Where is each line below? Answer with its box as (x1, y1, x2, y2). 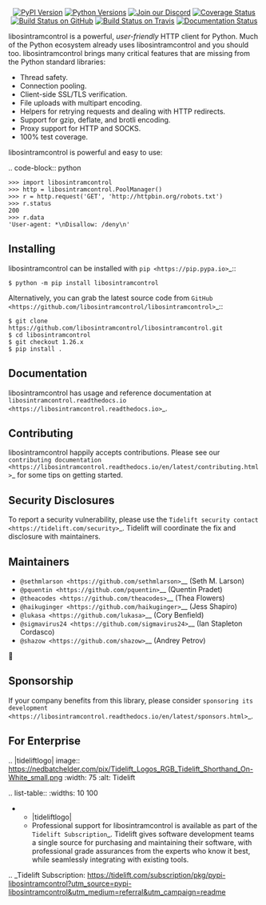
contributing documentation (8, 456, 102, 464)
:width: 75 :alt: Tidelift (64, 772, 136, 782)
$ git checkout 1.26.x (8, 338, 84, 346)
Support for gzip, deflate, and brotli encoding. (19, 115, 171, 124)
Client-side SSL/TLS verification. (19, 90, 128, 99)
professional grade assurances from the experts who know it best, (31, 846, 251, 855)
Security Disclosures (8, 493, 115, 507)
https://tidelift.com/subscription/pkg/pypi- (86, 870, 226, 879)
